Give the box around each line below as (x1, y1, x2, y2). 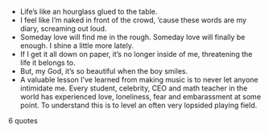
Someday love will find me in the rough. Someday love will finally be (19, 32, 246, 42)
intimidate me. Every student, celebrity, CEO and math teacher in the (19, 83, 248, 93)
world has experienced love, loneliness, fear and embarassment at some (19, 92, 262, 101)
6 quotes (8, 116, 38, 125)
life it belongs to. (19, 58, 76, 67)
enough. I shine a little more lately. (19, 41, 134, 50)
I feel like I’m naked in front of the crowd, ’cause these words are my (19, 15, 247, 25)
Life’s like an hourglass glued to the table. (19, 7, 158, 16)
